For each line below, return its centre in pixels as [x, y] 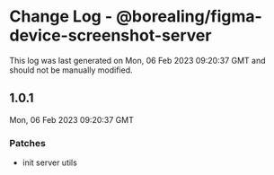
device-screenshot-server [110, 35]
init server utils [50, 162]
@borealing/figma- [189, 17]
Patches [28, 143]
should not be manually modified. [71, 70]
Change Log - [61, 17]
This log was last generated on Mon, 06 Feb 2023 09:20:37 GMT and [138, 60]
